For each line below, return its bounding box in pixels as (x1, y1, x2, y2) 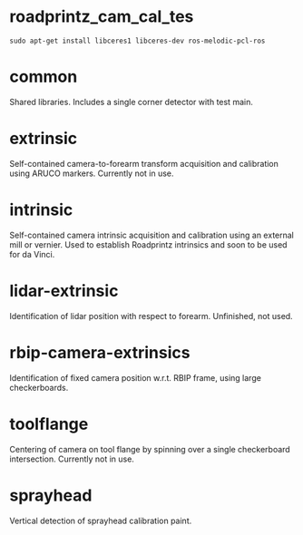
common (9, 66, 78, 87)
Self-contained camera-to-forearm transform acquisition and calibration (9, 158, 279, 169)
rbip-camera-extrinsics (9, 342, 191, 363)
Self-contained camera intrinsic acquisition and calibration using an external (9, 229, 295, 240)
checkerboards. (9, 382, 69, 393)
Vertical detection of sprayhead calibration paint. (9, 515, 192, 526)
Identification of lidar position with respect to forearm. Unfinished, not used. (9, 310, 293, 321)
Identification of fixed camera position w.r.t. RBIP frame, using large (9, 372, 261, 383)
